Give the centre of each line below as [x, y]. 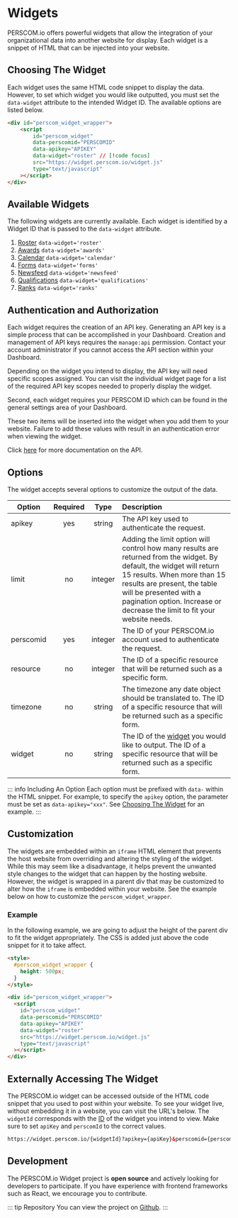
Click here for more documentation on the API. [75, 450]
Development [38, 1161]
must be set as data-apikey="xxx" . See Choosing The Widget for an [106, 804]
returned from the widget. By [170, 557]
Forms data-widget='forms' [58, 265]
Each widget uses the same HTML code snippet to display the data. [106, 87]
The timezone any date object [171, 689]
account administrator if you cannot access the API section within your [110, 350]
